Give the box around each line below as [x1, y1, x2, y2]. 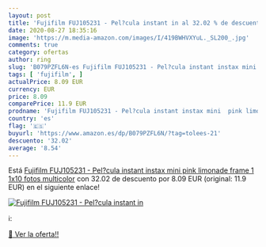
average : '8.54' [8, 144, 62, 152]
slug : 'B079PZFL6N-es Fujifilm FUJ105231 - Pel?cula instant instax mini [8, 63, 257, 71]
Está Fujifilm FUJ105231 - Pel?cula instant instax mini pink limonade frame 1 [8, 165, 255, 175]
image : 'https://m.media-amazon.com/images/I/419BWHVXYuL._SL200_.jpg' [8, 33, 249, 42]
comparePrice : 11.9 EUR [8, 100, 87, 108]
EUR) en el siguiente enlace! [8, 183, 101, 192]
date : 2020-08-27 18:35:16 [8, 26, 97, 34]
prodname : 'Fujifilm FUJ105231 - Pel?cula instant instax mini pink [8, 108, 243, 116]
